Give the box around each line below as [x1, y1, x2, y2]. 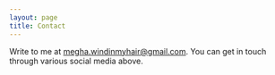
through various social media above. [9, 55, 143, 66]
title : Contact [9, 21, 66, 30]
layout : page [9, 12, 58, 22]
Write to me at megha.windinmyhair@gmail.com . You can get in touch [9, 46, 267, 56]
